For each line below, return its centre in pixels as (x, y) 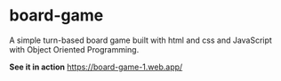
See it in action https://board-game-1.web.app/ (96, 67)
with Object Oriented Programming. (74, 49)
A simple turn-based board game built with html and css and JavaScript (141, 40)
